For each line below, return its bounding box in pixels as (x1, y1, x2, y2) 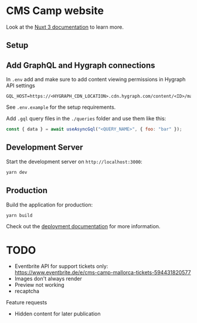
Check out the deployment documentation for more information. (6, 223, 161, 230)
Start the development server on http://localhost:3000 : (6, 158, 142, 165)
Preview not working (14, 281, 64, 288)
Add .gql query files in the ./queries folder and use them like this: (6, 115, 167, 122)
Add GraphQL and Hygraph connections (6, 60, 155, 70)
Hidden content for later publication (14, 310, 101, 317)
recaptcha (14, 288, 40, 295)
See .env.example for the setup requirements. (6, 104, 116, 111)
